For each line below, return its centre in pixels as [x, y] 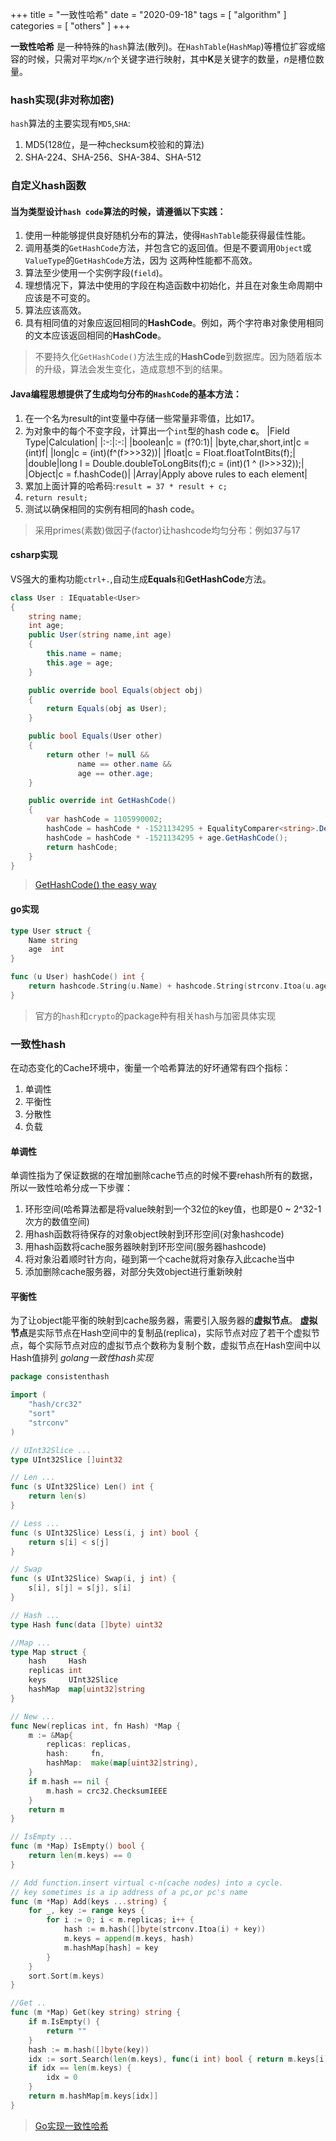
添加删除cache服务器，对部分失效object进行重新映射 [133, 1272]
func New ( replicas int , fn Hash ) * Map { [96, 1726]
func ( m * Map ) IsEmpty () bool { [77, 1846]
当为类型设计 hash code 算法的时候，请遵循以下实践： [118, 211]
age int [46, 949]
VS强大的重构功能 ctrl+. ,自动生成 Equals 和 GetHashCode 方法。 [141, 579]
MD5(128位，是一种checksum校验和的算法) [114, 145]
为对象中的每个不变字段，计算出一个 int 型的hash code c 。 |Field [157, 430]
